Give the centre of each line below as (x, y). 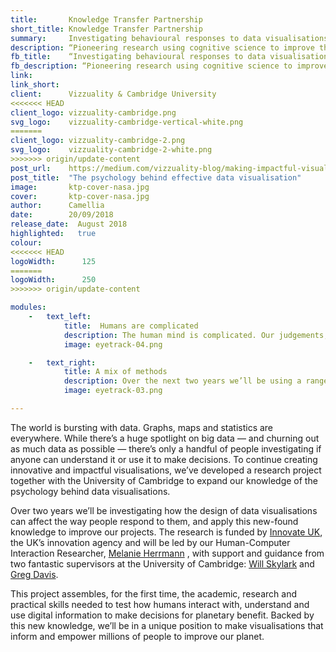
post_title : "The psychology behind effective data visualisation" (156, 177)
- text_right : (62, 362)
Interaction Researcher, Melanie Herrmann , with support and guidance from (167, 553)
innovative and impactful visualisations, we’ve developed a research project (166, 470)
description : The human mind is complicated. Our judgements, (196, 335)
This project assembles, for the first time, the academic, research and (153, 593)
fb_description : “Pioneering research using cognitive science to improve (169, 66)
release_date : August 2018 (69, 224)
